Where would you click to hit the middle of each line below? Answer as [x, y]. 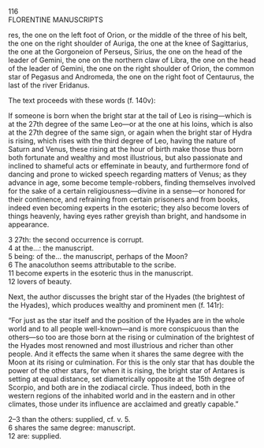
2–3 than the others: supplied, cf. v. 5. [69, 419]
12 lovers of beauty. [40, 281]
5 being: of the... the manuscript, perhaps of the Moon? [98, 256]
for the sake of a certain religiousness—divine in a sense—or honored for [127, 191]
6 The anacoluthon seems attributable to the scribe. [92, 265]
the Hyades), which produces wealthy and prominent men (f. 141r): [116, 305]
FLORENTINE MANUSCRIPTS [56, 20]
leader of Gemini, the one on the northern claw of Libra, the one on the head [132, 60]
